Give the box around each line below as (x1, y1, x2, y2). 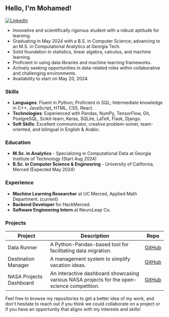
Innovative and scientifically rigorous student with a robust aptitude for (12, 27, 159, 33)
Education (5, 139, 31, 146)
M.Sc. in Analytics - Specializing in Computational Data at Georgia (12, 150, 151, 156)
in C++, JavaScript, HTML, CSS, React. (12, 105, 94, 111)
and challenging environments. (12, 70, 77, 76)
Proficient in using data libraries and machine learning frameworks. (12, 59, 152, 65)
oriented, (12, 126, 32, 133)
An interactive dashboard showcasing (50, 270, 139, 277)
